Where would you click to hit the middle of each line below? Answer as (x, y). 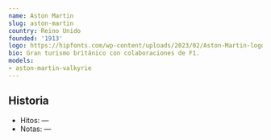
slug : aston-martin (41, 23)
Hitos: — (34, 120)
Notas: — (35, 129)
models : (21, 61)
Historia (29, 101)
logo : (17, 46)
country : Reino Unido (45, 31)
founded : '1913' (35, 38)
